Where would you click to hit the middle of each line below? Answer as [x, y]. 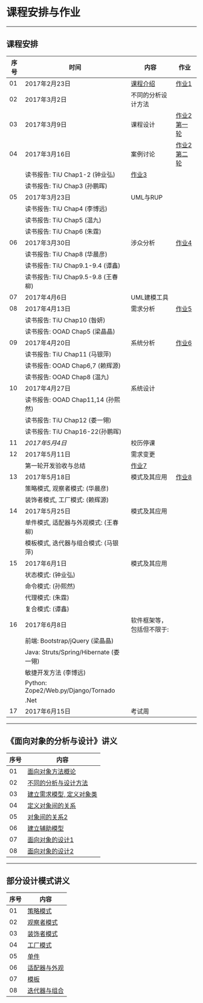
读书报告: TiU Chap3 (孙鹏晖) [66, 186]
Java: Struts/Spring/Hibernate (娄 [72, 652]
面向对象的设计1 [51, 839]
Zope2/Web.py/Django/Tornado [70, 690]
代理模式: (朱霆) [47, 597]
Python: [36, 683]
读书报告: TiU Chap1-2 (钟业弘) [70, 175]
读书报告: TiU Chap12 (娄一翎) [68, 420]
